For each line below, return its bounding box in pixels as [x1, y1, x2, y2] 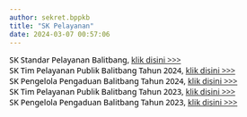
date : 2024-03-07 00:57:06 [9, 29, 110, 38]
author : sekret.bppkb [9, 13, 91, 22]
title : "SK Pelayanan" [9, 21, 94, 30]
